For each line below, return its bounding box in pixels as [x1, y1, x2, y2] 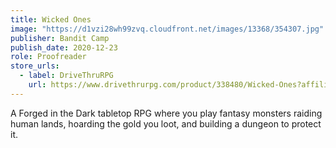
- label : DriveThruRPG [19, 71, 114, 81]
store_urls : [10, 61, 60, 71]
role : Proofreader [10, 52, 87, 62]
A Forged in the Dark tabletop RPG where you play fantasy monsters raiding [10, 107, 323, 119]
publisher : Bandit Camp [10, 33, 110, 43]
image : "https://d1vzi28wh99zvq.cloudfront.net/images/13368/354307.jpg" [10, 24, 325, 34]
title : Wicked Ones [10, 14, 92, 25]
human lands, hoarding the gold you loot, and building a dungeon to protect [10, 117, 322, 130]
